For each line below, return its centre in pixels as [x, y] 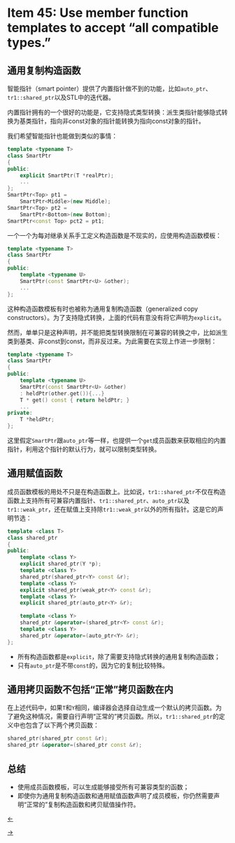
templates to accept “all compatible [113, 28]
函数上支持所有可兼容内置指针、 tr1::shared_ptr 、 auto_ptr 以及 [99, 500]
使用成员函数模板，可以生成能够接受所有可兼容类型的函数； [103, 787]
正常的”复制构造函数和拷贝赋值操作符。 [83, 804]
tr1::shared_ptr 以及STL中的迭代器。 [61, 97]
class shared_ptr [33, 538]
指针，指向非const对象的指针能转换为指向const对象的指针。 [118, 121]
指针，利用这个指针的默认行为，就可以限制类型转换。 [84, 449]
